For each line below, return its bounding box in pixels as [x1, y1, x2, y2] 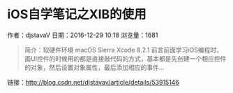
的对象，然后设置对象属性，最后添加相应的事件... [24, 63, 165, 71]
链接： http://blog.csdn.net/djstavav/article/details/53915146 [7, 78, 180, 86]
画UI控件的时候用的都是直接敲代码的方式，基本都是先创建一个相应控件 [24, 54, 227, 63]
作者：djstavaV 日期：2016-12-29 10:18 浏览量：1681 [7, 31, 158, 39]
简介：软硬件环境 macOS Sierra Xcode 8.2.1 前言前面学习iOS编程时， [24, 45, 223, 54]
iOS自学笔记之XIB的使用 [7, 6, 146, 22]
